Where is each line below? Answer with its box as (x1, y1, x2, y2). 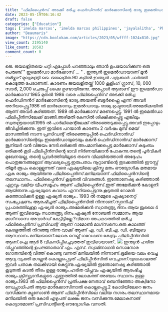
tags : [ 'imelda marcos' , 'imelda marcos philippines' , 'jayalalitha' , (5, 26, 155, 31)
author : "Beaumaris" (5, 31, 48, 36)
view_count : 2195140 (5, 40, 48, 45)
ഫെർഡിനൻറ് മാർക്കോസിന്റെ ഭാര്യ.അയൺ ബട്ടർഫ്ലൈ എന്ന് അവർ (5, 97, 146, 103)
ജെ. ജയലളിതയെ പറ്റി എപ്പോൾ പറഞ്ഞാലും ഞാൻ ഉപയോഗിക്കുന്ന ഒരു (5, 63, 150, 69)
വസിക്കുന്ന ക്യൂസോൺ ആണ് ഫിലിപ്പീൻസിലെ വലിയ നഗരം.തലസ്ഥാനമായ (5, 289, 160, 295)
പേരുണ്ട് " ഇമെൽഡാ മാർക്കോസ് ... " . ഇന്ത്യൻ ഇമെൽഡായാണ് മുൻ (5, 69, 147, 75)
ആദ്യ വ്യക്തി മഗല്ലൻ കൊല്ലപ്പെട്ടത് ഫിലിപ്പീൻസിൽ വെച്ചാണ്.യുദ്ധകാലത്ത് (5, 255, 157, 261)
